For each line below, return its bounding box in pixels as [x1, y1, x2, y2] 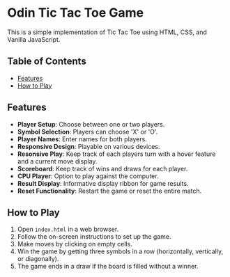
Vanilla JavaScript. [7, 35, 61, 43]
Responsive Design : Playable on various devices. [17, 142, 160, 150]
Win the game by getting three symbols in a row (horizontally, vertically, [17, 247, 224, 255]
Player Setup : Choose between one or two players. [17, 120, 165, 128]
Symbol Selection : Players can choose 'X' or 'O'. [17, 127, 158, 136]
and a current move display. [17, 157, 98, 165]
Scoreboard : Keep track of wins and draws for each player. [17, 164, 188, 173]
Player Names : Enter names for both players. [17, 134, 148, 143]
